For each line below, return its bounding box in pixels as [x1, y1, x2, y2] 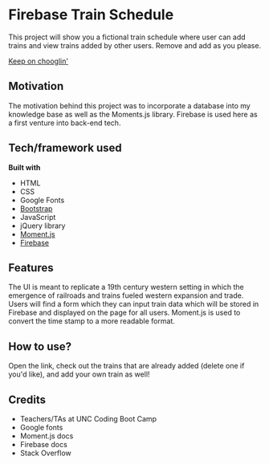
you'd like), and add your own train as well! [8, 369, 150, 379]
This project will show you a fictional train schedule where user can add [8, 32, 247, 42]
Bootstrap [19, 203, 53, 214]
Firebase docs [19, 440, 68, 449]
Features [8, 261, 54, 275]
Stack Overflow [19, 448, 72, 458]
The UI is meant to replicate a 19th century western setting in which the [8, 283, 245, 292]
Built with [8, 162, 41, 172]
